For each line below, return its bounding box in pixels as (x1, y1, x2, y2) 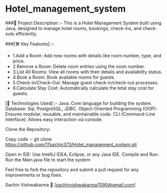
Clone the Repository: (5, 126, 51, 132)
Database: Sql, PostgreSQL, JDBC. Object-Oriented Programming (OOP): (5, 105, 157, 112)
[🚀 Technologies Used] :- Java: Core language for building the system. (5, 100, 152, 106)
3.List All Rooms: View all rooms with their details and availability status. (12, 69, 163, 75)
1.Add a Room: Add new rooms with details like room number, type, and (12, 52, 161, 58)
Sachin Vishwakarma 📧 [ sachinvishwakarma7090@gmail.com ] (5, 181, 136, 188)
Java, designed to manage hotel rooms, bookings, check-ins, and (5, 25, 142, 31)
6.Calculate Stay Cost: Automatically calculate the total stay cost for (12, 85, 154, 91)
